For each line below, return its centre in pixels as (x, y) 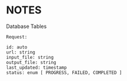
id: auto (17, 47)
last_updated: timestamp (36, 68)
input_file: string (30, 57)
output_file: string (31, 62)
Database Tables (26, 26)
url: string (21, 52)
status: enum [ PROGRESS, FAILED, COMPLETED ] (64, 73)
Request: (17, 37)
